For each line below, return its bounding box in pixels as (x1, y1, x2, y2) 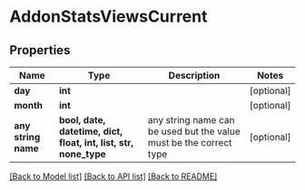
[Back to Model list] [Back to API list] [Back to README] (9, 171, 218, 182)
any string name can (148, 114, 235, 126)
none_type (58, 147, 106, 160)
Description (168, 70, 221, 81)
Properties (9, 43, 71, 58)
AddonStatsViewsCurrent (9, 6, 208, 27)
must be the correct (148, 137, 232, 148)
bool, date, (58, 114, 106, 126)
